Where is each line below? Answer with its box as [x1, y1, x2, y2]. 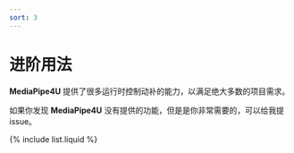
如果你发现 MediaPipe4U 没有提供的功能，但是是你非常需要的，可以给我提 [9, 105, 284, 115]
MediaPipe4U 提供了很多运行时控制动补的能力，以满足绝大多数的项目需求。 [9, 86, 290, 97]
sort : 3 [9, 13, 38, 22]
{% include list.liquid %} [9, 133, 98, 144]
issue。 [9, 115, 38, 126]
